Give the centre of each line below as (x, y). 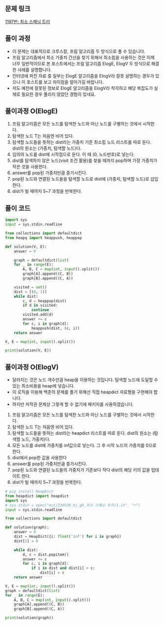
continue (40, 310)
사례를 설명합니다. (35, 70)
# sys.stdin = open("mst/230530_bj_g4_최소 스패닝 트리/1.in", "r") (73, 505)
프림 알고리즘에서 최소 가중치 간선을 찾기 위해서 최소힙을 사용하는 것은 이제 (83, 57)
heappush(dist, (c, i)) (55, 328)
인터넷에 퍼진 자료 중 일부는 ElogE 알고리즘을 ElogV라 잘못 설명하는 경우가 (83, 76)
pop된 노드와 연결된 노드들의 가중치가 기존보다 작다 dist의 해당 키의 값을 (81, 470)
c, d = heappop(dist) (45, 301)
